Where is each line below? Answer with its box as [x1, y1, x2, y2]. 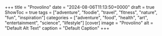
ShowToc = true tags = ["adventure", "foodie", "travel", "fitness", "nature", [5, 9, 157, 15]
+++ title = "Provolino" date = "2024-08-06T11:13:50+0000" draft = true [5, 4, 155, 10]
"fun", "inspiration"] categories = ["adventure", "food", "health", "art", [5, 15, 148, 20]
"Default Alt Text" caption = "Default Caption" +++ [5, 25, 110, 31]
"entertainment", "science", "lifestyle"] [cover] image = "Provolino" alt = [5, 20, 154, 26]
